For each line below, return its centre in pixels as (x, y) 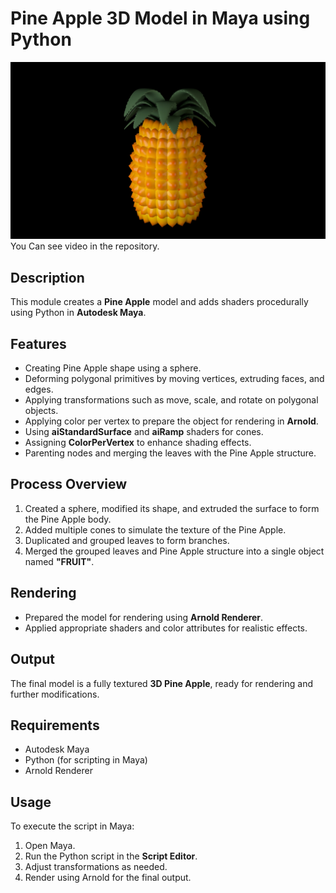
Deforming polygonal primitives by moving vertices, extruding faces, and (174, 379)
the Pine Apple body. (68, 519)
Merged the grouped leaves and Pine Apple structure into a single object (174, 551)
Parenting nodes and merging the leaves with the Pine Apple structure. (170, 453)
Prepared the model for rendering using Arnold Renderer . (144, 617)
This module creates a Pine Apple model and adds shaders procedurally (159, 302)
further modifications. (55, 694)
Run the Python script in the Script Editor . (111, 856)
